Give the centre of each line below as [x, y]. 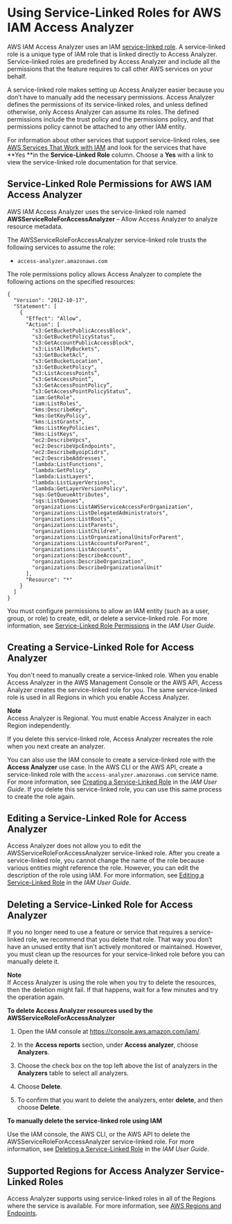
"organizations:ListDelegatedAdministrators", [100, 513]
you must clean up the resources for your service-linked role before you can [116, 954]
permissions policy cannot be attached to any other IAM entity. [97, 126]
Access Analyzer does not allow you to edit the [74, 846]
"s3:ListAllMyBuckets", [66, 349]
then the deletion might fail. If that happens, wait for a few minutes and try [113, 990]
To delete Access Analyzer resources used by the [80, 1011]
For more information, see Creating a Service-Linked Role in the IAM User [112, 782]
